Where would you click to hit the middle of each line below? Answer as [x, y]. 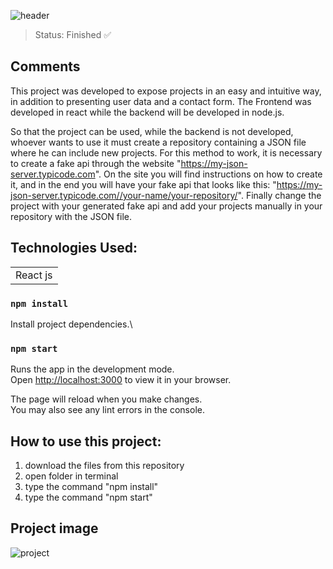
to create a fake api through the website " [96, 163]
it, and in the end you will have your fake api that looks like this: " [143, 184]
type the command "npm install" [91, 487]
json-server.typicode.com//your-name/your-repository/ [124, 195]
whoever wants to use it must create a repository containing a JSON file [158, 142]
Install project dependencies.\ [71, 324]
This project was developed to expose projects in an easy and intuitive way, [166, 91]
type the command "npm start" [88, 497]
